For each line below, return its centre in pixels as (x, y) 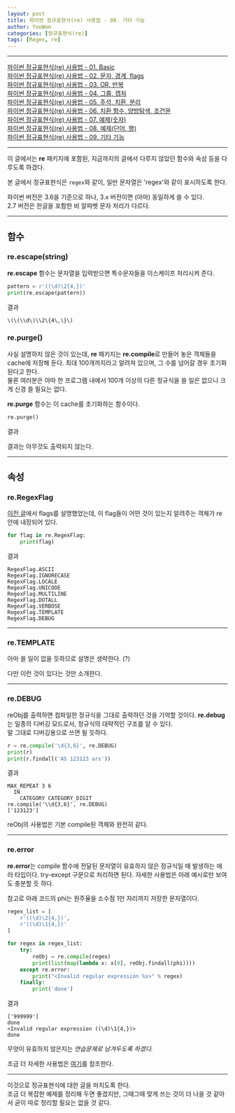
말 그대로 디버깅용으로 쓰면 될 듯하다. (58, 732)
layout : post (26, 14)
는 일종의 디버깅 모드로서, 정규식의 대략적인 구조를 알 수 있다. (90, 723)
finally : (33, 983)
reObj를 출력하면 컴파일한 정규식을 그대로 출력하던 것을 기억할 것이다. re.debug (116, 715)
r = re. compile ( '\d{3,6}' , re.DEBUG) (62, 745)
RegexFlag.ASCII (31, 570)
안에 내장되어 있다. (33, 522)
